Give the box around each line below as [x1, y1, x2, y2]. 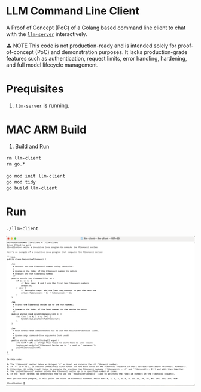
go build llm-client [6, 185, 58, 191]
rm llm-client [6, 155, 42, 161]
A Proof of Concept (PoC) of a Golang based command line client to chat [6, 24, 186, 31]
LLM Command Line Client [6, 4, 139, 18]
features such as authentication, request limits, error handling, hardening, [6, 55, 187, 62]
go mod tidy [6, 179, 36, 185]
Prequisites [6, 82, 64, 96]
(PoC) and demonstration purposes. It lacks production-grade [35, 48, 188, 55]
